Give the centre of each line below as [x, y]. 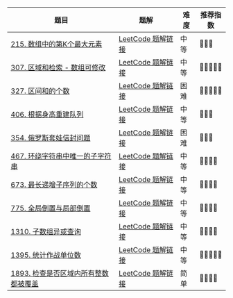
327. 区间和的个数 [40, 91]
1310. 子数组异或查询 [46, 232]
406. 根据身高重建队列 [47, 114]
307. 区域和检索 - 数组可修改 [58, 67]
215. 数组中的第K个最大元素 [57, 44]
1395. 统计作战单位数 [46, 255]
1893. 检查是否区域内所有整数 [60, 273]
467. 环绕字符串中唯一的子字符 [61, 156]
